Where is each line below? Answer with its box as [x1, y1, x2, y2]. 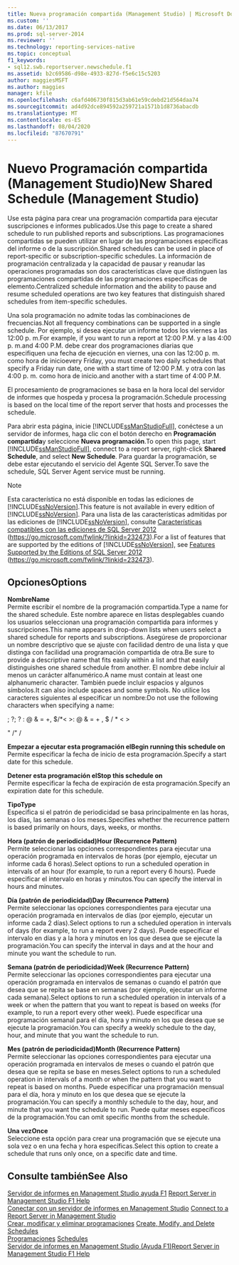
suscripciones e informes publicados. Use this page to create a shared [7, 222, 213, 230]
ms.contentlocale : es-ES [7, 116, 81, 123]
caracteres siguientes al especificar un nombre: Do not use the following [7, 694, 218, 702]
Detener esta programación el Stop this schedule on [7, 771, 163, 780]
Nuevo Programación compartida [7, 160, 208, 177]
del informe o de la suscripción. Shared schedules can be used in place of [7, 244, 223, 253]
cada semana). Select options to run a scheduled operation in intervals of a [7, 993, 226, 1001]
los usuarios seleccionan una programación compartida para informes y [7, 618, 218, 627]
